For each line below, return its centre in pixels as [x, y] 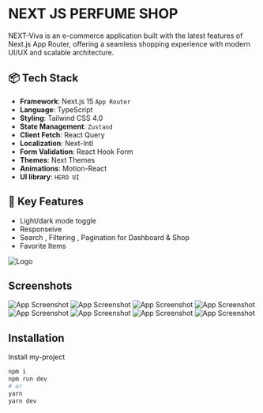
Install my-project [37, 357]
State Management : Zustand [66, 126]
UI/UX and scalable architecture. [61, 52]
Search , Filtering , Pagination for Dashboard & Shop [104, 237]
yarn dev [23, 401]
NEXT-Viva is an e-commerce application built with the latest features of [126, 36]
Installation [36, 338]
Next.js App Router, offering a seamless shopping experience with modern [130, 43]
